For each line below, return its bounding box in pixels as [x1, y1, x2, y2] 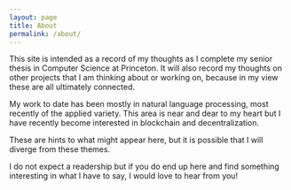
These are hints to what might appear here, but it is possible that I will [9, 134, 263, 146]
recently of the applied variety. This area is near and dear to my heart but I [9, 108, 281, 119]
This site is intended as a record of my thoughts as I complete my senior [9, 54, 273, 65]
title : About [9, 21, 58, 30]
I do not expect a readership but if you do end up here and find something [9, 161, 279, 172]
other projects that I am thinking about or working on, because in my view [9, 72, 279, 83]
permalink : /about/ [9, 29, 82, 38]
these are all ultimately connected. [9, 81, 136, 93]
